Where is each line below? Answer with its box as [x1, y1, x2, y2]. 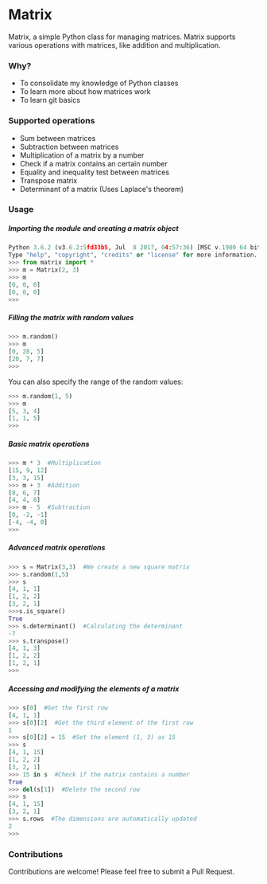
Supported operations [8, 115, 95, 127]
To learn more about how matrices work [19, 87, 151, 96]
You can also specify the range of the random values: [8, 377, 184, 386]
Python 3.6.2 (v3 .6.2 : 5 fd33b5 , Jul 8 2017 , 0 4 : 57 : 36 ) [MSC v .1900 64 [8, 244, 247, 252]
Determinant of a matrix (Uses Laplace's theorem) [19, 184, 184, 194]
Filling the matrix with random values [8, 313, 134, 323]
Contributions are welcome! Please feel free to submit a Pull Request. [8, 866, 235, 876]
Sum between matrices [19, 133, 96, 143]
